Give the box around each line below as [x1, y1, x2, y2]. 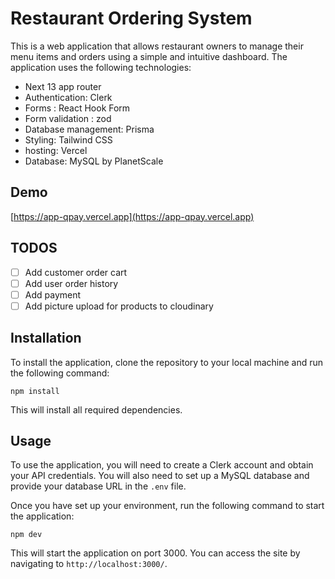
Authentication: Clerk [24, 91, 113, 103]
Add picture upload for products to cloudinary [24, 300, 214, 312]
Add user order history [24, 277, 119, 289]
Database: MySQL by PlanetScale [24, 155, 164, 167]
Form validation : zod [24, 112, 112, 124]
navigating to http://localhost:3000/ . [10, 558, 168, 570]
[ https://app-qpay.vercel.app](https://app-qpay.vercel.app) [10, 210, 255, 222]
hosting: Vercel [24, 144, 88, 156]
